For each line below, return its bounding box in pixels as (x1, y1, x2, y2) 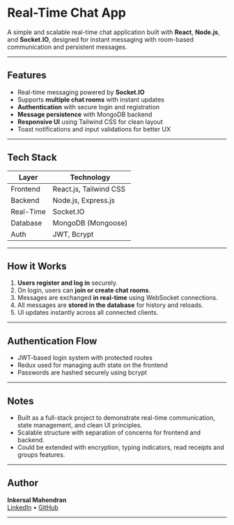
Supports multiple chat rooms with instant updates (17, 95, 165, 104)
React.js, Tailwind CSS (52, 184, 126, 194)
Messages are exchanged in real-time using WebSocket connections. (17, 294, 218, 302)
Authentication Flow (7, 335, 97, 347)
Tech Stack (7, 152, 57, 164)
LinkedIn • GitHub (7, 503, 59, 511)
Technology (70, 172, 111, 182)
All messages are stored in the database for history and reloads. (17, 301, 203, 309)
